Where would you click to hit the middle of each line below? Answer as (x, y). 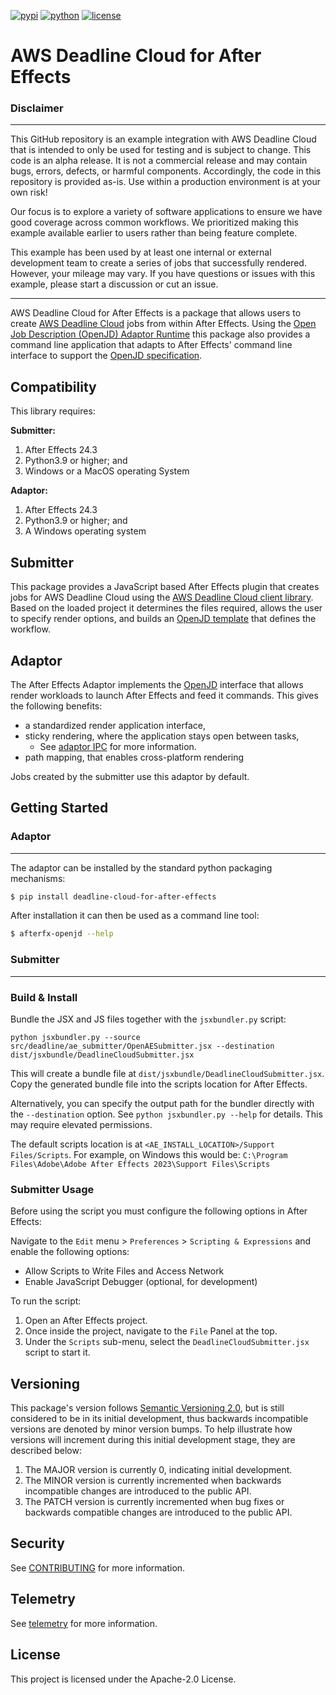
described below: (46, 1451)
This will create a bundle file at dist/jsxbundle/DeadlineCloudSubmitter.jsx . (167, 1073)
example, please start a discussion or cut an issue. (114, 284)
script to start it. (57, 1352)
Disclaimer (37, 108)
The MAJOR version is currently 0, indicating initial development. (158, 1470)
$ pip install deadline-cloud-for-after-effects (113, 896)
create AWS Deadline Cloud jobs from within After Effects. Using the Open (163, 324)
